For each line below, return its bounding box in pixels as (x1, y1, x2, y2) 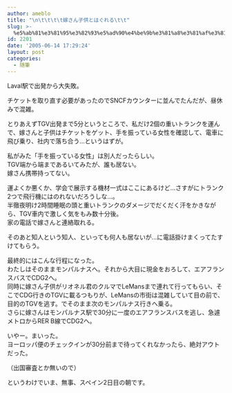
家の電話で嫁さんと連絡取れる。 (7, 218, 98, 226)
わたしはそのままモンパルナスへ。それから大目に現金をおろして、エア (7, 264, 206, 273)
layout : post (7, 49, 45, 56)
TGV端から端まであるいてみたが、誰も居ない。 (7, 160, 140, 168)
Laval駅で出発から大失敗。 (7, 81, 83, 90)
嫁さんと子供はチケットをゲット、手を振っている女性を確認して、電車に (19, 128, 224, 136)
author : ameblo (7, 10, 51, 17)
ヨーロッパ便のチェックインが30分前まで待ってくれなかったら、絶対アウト (7, 340, 220, 348)
